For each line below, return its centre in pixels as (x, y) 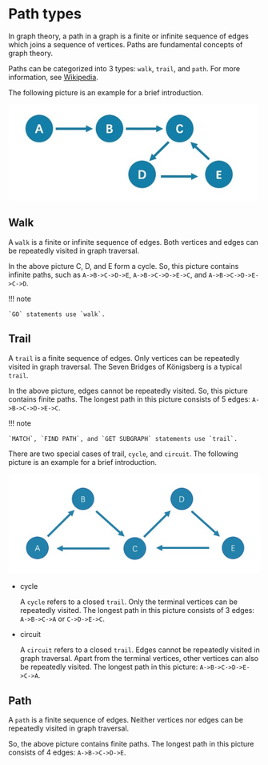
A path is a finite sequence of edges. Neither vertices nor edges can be (126, 720)
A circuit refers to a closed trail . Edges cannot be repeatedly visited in (140, 650)
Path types (45, 14)
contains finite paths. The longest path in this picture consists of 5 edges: (129, 399)
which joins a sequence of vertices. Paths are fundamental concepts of (126, 44)
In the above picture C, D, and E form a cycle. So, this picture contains (124, 266)
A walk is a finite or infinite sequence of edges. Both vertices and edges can (133, 242)
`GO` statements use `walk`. (57, 314)
